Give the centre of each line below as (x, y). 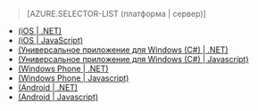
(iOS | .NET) (40, 31)
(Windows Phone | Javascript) (73, 78)
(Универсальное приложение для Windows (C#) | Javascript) (133, 59)
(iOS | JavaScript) (50, 40)
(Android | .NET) (48, 87)
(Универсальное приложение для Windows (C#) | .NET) (123, 50)
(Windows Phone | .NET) (63, 68)
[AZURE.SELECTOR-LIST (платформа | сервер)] (117, 14)
